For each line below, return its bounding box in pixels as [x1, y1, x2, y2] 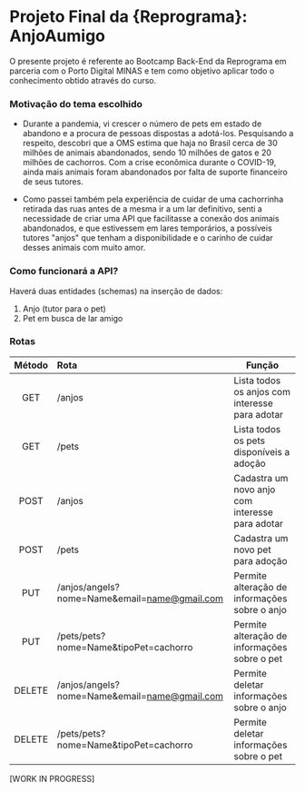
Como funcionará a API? [9, 265, 119, 278]
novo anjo [233, 483, 276, 496]
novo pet [233, 543, 271, 556]
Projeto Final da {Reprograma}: [9, 6, 248, 27]
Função [245, 359, 280, 371]
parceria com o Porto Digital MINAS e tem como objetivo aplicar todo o [9, 65, 275, 76]
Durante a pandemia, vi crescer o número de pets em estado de [22, 118, 262, 129]
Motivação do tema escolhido [9, 97, 143, 110]
